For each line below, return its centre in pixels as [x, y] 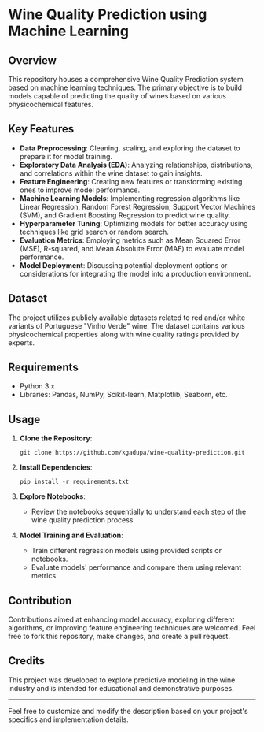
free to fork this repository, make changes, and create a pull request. [119, 637]
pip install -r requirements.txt [74, 482]
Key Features [41, 129]
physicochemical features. [51, 104]
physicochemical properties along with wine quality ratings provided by [124, 334]
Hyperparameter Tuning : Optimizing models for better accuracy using [134, 223]
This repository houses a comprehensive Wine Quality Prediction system [126, 79]
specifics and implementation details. [69, 719]
